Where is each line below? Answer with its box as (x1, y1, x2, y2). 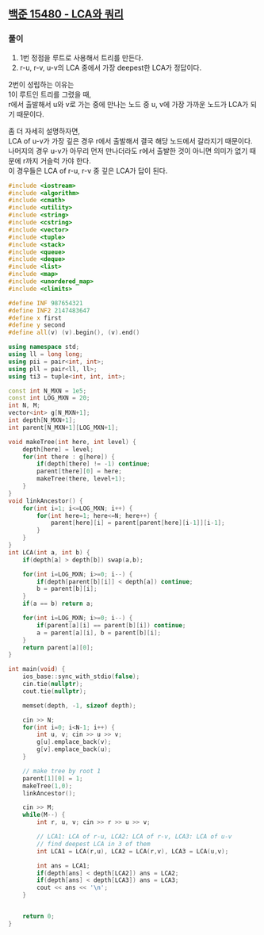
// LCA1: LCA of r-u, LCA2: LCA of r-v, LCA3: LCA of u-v (36, 833, 232, 841)
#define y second (8, 321, 66, 329)
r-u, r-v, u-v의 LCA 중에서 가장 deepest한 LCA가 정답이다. (19, 63, 202, 72)
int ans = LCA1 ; (36, 861, 90, 870)
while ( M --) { (22, 811, 66, 819)
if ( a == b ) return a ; (22, 600, 94, 608)
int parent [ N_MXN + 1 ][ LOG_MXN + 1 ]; (8, 423, 119, 431)
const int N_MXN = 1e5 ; (8, 387, 87, 395)
